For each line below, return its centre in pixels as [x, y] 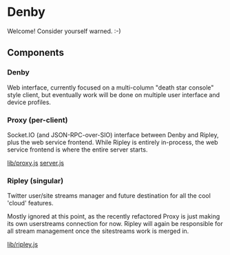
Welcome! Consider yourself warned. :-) [64, 31]
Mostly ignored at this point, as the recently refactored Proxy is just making [114, 216]
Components [35, 53]
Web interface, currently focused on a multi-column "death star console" [111, 88]
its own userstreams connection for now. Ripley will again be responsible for [115, 224]
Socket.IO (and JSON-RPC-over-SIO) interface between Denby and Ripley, [113, 134]
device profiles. [29, 102]
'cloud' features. [30, 203]
